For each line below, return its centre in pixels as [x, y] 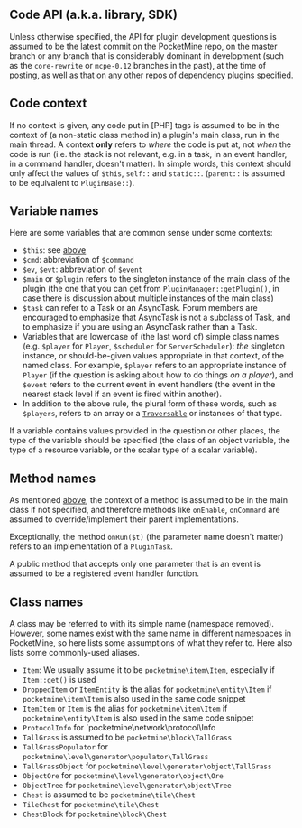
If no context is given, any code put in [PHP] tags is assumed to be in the [144, 125]
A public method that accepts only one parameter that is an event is [135, 564]
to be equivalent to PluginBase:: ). [72, 182]
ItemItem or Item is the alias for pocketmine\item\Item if [125, 709]
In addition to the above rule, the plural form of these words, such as [150, 404]
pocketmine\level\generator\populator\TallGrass [115, 758]
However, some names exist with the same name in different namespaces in [151, 633]
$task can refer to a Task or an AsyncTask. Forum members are [140, 308]
